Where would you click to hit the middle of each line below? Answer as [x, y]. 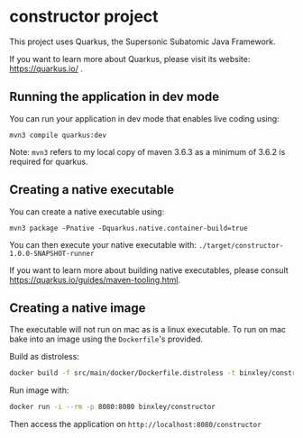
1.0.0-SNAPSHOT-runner [52, 253]
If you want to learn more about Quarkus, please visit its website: [130, 59]
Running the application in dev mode [114, 97]
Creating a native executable [92, 190]
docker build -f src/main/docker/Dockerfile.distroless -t [123, 373]
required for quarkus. [49, 161]
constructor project [84, 17]
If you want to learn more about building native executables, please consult [149, 270]
